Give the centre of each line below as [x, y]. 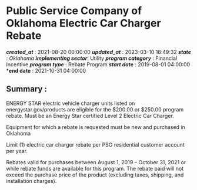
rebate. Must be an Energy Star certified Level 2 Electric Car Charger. [90, 116]
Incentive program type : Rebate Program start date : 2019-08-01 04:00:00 [98, 64]
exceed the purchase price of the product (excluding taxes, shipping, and [95, 175]
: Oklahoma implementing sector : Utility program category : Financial [92, 58]
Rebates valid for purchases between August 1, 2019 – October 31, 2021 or [96, 162]
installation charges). [31, 181]
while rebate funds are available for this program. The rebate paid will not [95, 168]
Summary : [26, 89]
